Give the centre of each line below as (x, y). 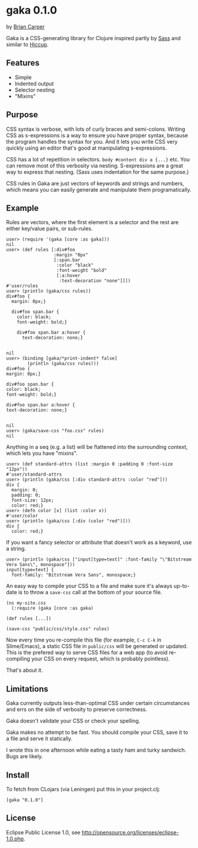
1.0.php (15, 839)
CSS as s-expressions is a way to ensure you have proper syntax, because (97, 135)
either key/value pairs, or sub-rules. (49, 229)
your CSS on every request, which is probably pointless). (101, 659)
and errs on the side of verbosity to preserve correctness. (77, 710)
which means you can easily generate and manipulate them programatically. (99, 189)
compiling (18, 659)
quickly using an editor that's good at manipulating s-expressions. (87, 148)
